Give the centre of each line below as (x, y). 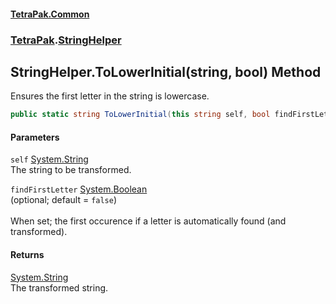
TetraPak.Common (50, 14)
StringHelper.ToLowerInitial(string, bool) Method (166, 71)
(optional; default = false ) (64, 200)
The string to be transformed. (71, 170)
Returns (27, 254)
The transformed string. (59, 287)
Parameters (35, 137)
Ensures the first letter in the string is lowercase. (110, 96)
